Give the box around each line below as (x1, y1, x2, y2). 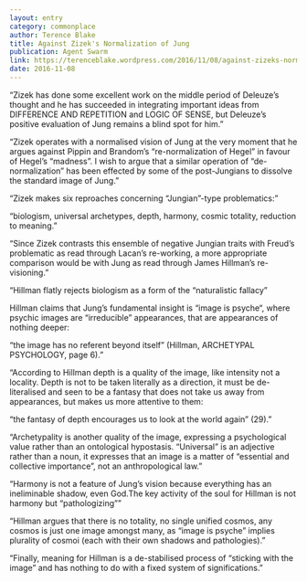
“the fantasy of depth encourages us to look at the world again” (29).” (9, 413, 272, 425)
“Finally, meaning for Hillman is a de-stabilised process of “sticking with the (9, 552, 294, 563)
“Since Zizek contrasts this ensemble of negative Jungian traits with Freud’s (9, 238, 295, 249)
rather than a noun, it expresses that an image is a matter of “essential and (9, 450, 290, 461)
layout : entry (9, 13, 64, 23)
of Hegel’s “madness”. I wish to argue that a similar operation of (9, 155, 249, 166)
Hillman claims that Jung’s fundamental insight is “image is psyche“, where (9, 302, 291, 313)
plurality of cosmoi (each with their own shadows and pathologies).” (9, 534, 266, 545)
